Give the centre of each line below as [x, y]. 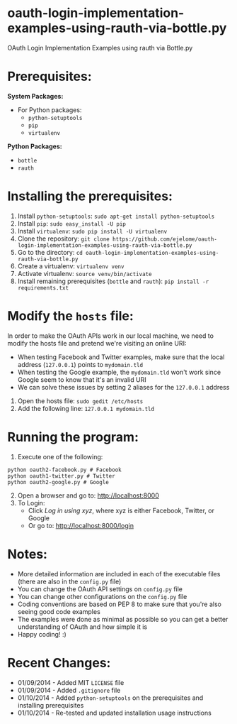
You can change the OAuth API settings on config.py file [100, 589]
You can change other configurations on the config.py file [102, 596]
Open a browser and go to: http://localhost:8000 [88, 495]
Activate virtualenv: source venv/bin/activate [85, 273]
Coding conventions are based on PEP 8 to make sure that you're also [119, 604]
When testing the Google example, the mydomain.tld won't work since [119, 372]
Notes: [28, 554]
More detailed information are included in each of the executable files [119, 574]
